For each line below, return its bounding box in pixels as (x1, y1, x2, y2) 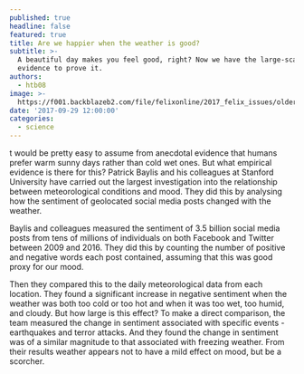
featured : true (9, 30, 67, 39)
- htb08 (17, 81, 47, 90)
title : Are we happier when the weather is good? (9, 38, 201, 48)
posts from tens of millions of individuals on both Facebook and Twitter (9, 233, 274, 243)
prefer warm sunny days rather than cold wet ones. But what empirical (9, 158, 272, 168)
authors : (9, 72, 43, 82)
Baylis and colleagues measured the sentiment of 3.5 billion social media (9, 223, 280, 234)
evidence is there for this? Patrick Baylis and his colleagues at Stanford (9, 167, 274, 177)
